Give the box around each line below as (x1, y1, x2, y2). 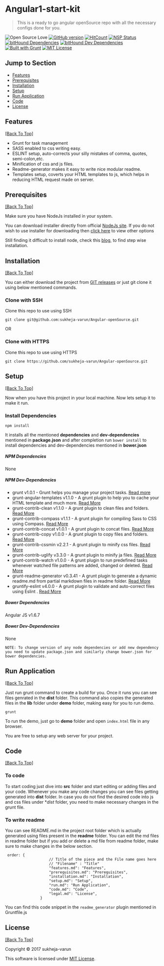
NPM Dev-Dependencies (5, 477, 56, 483)
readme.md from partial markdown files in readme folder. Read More (12, 578, 151, 584)
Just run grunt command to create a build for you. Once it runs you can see (5, 689, 157, 695)
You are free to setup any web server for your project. (5, 733, 114, 738)
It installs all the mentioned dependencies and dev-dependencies (5, 432, 140, 437)
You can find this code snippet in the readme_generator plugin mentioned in (5, 904, 157, 910)
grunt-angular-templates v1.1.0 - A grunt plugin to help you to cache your (12, 494, 159, 501)
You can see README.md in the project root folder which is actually (5, 827, 141, 833)
